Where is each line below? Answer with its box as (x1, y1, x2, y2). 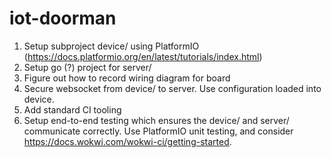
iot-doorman (9, 7, 117, 30)
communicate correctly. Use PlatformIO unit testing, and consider (23, 125, 294, 137)
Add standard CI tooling (23, 103, 122, 116)
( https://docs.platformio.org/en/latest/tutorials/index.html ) (23, 50, 263, 62)
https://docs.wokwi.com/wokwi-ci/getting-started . (23, 135, 232, 147)
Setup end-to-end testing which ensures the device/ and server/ (23, 114, 290, 126)
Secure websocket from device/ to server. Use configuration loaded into (23, 82, 322, 94)
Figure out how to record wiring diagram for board (23, 72, 231, 84)
